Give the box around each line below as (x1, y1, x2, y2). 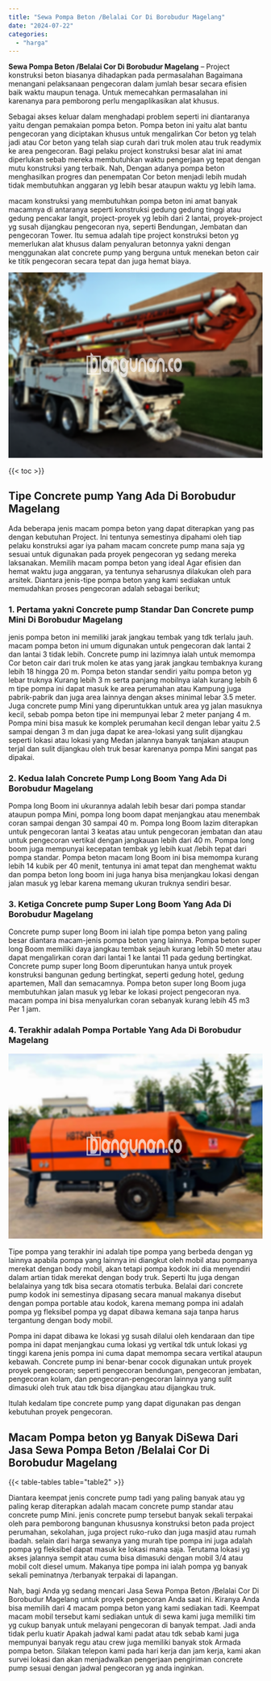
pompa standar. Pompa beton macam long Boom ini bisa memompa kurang (8, 853, 259, 863)
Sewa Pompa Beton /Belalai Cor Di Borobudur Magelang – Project (8, 61, 230, 72)
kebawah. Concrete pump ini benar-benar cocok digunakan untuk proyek (8, 1357, 252, 1366)
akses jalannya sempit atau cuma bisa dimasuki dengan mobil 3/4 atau (8, 1553, 244, 1563)
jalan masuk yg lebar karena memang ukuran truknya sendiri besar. (8, 878, 231, 889)
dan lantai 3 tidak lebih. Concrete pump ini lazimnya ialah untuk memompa (8, 649, 256, 659)
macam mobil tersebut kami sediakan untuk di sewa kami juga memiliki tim (8, 1611, 256, 1621)
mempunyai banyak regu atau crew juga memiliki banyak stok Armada (8, 1637, 241, 1647)
